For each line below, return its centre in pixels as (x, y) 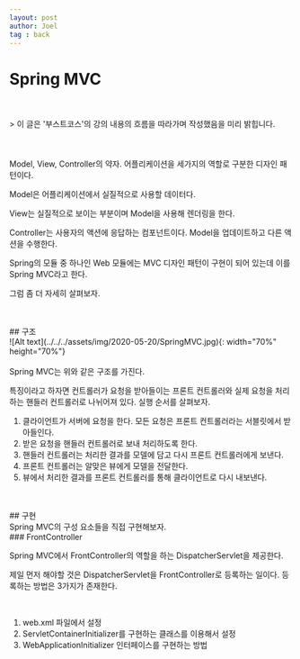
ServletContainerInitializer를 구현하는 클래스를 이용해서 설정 (129, 634)
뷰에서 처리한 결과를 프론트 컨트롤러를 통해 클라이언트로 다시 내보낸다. (145, 477)
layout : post (34, 18)
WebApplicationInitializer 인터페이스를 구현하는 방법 (115, 645)
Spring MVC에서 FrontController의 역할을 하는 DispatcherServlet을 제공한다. (146, 555)
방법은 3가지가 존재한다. (75, 586)
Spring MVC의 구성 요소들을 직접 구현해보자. (88, 527)
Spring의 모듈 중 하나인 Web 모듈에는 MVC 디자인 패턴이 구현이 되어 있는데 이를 (150, 263)
